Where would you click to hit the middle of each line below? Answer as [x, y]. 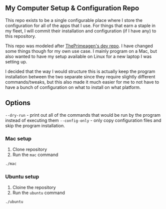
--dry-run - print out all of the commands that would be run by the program [83, 115]
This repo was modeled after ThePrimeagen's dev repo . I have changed [79, 46]
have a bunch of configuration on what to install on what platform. [73, 87]
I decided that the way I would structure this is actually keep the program [80, 71]
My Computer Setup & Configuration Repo [72, 8]
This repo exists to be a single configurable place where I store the [74, 20]
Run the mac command [35, 155]
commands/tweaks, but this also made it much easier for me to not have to [82, 82]
